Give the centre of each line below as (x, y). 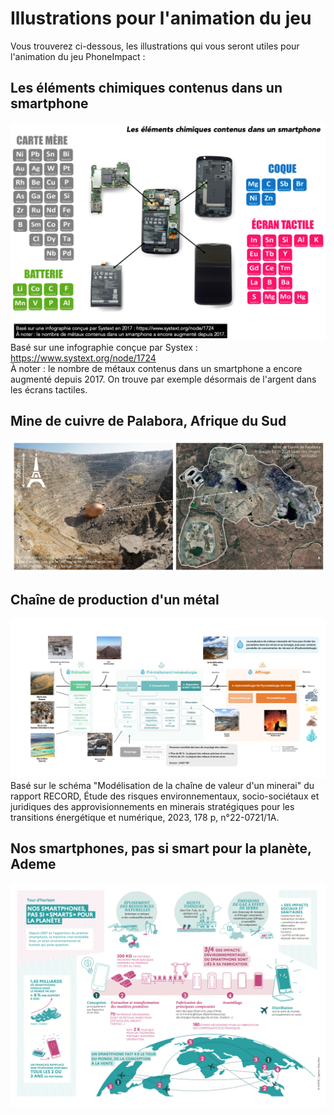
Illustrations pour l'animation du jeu (161, 18)
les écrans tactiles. (49, 389)
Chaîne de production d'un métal (115, 600)
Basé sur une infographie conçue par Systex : (104, 347)
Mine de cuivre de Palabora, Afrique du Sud (148, 421)
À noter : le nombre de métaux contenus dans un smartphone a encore (156, 368)
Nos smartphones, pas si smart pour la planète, (161, 848)
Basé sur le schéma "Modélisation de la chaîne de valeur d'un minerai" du (162, 785)
